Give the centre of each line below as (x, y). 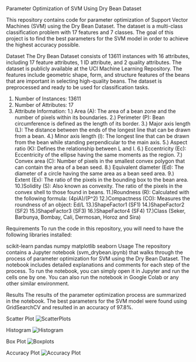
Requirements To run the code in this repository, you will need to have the (95, 229)
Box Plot (16, 341)
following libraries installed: (39, 235)
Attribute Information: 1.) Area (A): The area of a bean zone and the (95, 111)
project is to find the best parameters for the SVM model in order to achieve (97, 38)
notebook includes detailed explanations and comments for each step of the (98, 265)
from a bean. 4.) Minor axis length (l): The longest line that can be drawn (102, 136)
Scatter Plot (20, 319)
